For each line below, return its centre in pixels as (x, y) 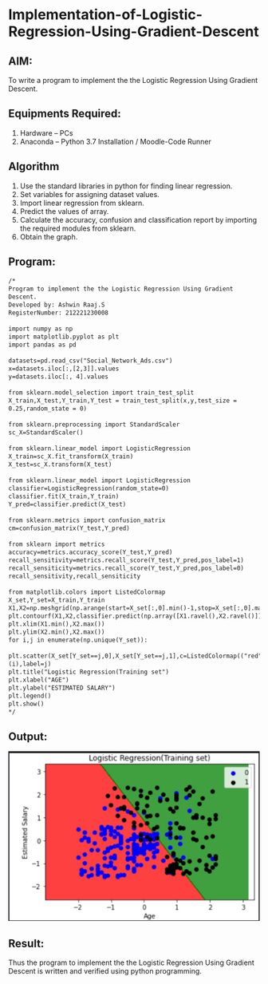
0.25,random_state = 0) (48, 409)
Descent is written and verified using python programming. (105, 971)
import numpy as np (41, 329)
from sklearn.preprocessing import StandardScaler (94, 425)
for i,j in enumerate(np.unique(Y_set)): (78, 640)
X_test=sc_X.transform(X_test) (60, 464)
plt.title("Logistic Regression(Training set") (89, 672)
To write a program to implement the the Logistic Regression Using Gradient (133, 80)
